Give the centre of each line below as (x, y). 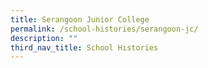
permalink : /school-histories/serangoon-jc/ (104, 29)
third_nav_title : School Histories (84, 47)
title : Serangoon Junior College (80, 19)
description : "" (44, 38)
